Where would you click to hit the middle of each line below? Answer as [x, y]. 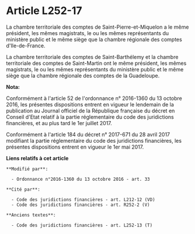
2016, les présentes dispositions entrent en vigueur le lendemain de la [90, 104]
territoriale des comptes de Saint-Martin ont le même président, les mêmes [96, 63]
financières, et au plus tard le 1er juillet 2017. [59, 123]
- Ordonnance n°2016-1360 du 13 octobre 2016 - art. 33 [81, 179]
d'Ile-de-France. [26, 46]
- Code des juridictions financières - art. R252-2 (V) [81, 205]
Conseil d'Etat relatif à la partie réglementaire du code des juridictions [90, 117]
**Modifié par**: [27, 169]
